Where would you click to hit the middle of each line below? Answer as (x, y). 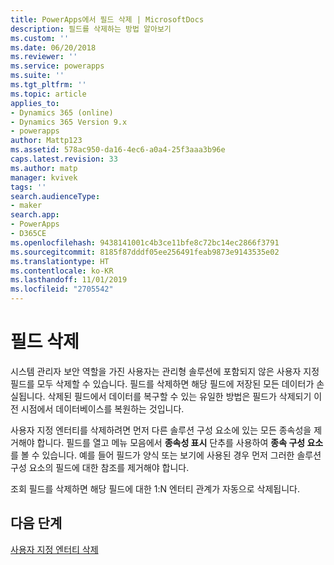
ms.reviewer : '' (44, 57)
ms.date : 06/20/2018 (53, 47)
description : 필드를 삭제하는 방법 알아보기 (91, 29)
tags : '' (28, 187)
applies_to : (35, 103)
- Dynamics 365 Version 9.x (69, 122)
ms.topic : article (48, 94)
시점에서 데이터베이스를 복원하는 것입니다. (102, 408)
